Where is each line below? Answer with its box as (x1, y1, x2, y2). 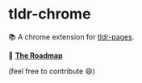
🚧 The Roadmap (8, 50, 63, 60)
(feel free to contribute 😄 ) (8, 66, 95, 76)
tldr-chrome (8, 5, 91, 23)
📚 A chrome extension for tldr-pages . (8, 31, 135, 41)
